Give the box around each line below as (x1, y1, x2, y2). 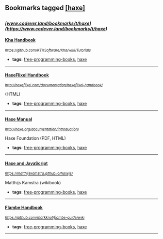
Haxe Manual (5, 116, 33, 122)
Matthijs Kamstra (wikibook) (5, 179, 61, 185)
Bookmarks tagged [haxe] (5, 4, 85, 12)
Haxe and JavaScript (5, 160, 48, 166)
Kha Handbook (5, 37, 36, 43)
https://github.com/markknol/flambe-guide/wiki (5, 215, 85, 220)
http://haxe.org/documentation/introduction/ (5, 127, 79, 132)
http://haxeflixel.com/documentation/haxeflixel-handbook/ (5, 83, 103, 88)
